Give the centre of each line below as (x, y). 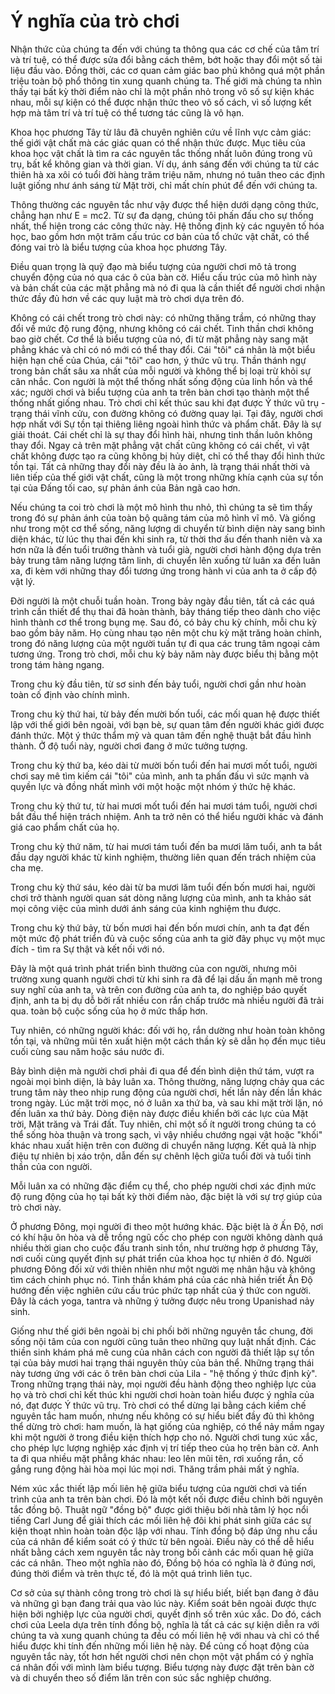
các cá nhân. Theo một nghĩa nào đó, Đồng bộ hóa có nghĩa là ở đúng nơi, (163, 1562)
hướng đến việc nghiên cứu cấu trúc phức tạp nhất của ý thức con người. (161, 1290)
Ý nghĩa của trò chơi (95, 21)
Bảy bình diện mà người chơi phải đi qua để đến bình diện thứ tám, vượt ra (162, 1071)
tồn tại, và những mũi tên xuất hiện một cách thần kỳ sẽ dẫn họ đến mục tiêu (168, 1041)
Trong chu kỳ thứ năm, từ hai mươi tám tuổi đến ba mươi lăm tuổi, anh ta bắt (166, 846)
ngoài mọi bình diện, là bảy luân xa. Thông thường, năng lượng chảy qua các (167, 1081)
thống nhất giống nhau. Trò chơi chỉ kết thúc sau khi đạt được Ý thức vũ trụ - (168, 402)
